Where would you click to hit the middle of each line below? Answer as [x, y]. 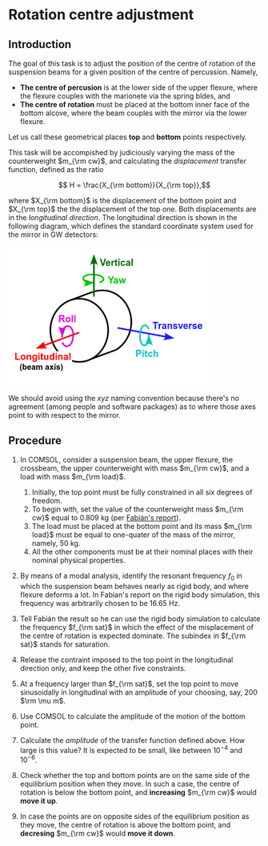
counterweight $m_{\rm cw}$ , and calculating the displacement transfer [127, 161]
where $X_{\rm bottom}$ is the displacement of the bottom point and [122, 200]
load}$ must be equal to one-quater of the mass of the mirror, [134, 535]
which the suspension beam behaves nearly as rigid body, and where [134, 587]
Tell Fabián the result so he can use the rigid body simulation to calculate [140, 619]
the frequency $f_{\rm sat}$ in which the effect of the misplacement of [137, 627]
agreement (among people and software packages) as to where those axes [132, 407]
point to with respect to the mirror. [65, 415]
